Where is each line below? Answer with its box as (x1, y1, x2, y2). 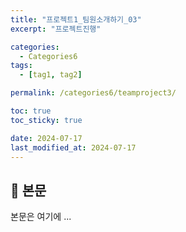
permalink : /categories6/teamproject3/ (10, 88, 177, 98)
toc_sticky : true (10, 115, 83, 125)
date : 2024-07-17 (10, 133, 83, 143)
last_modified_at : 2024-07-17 (10, 142, 137, 153)
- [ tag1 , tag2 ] (19, 70, 83, 80)
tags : (10, 61, 33, 71)
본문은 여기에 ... (10, 211, 72, 223)
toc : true (10, 106, 52, 116)
